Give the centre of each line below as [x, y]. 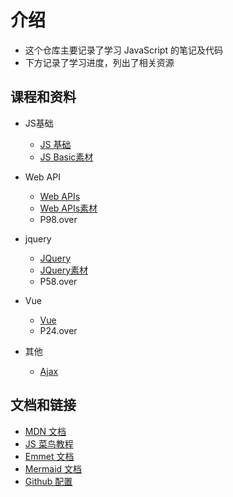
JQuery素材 [64, 270]
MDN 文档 [45, 431]
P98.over [58, 219]
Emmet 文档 [49, 456]
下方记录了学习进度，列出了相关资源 [99, 62]
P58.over [58, 281]
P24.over [58, 330]
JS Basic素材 [66, 157]
